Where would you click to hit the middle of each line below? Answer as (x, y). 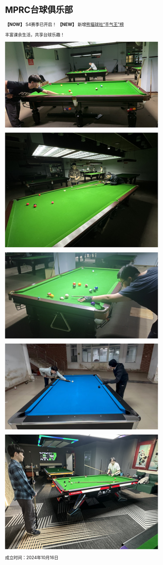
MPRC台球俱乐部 (39, 10)
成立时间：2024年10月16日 (32, 558)
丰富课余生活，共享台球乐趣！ (35, 34)
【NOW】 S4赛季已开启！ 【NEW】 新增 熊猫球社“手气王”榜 (65, 24)
